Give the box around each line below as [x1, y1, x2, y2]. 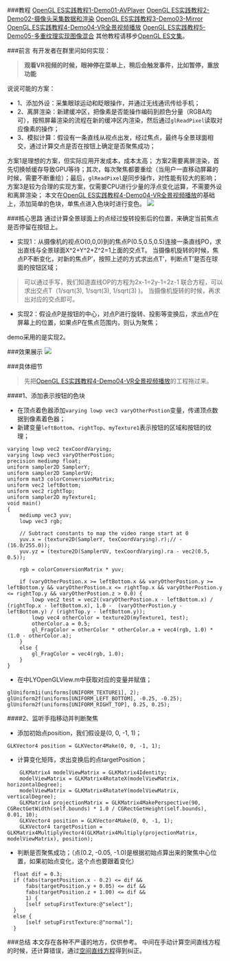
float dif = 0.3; [13, 871, 63, 878]
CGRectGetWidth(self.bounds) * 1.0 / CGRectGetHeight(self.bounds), [7, 805, 207, 812]
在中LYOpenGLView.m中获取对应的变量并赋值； [16, 675, 152, 684]
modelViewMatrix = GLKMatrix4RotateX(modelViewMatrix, [19, 775, 180, 782]
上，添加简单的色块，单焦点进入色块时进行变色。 [7, 200, 146, 208]
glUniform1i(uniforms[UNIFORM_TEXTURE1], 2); [7, 689, 139, 696]
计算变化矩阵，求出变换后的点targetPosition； [16, 756, 148, 763]
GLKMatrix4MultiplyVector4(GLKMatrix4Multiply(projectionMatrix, [7, 830, 198, 836]
